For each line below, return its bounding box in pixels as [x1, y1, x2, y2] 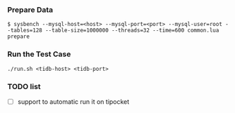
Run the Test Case [7, 49, 71, 59]
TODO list [7, 81, 41, 91]
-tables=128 [7, 27, 42, 34]
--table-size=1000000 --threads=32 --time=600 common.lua [44, 27, 219, 34]
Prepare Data [7, 5, 54, 15]
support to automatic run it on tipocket [17, 97, 130, 106]
